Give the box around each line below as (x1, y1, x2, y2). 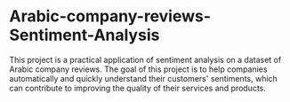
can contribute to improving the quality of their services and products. (9, 82, 267, 93)
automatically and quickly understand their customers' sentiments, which (9, 73, 278, 83)
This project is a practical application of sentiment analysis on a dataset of (9, 54, 282, 65)
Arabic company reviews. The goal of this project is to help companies (9, 64, 268, 75)
